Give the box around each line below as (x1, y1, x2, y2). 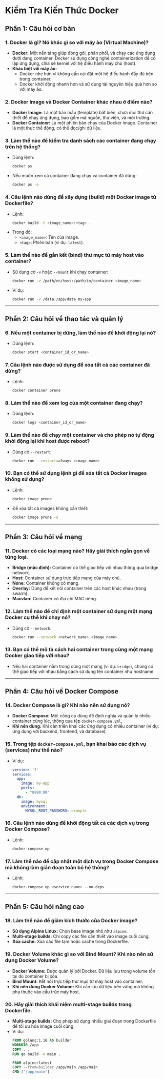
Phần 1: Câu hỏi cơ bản (5, 24, 76, 33)
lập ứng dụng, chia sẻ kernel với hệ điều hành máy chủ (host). (12, 60, 137, 66)
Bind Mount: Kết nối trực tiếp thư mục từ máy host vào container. (12, 978, 143, 984)
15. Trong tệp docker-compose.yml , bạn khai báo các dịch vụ (5, 741, 146, 748)
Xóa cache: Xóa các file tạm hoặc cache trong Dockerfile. (12, 938, 129, 944)
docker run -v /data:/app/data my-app (12, 297, 91, 302)
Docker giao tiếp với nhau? (5, 652, 70, 659)
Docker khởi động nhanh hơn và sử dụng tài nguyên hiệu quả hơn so (19, 81, 157, 87)
